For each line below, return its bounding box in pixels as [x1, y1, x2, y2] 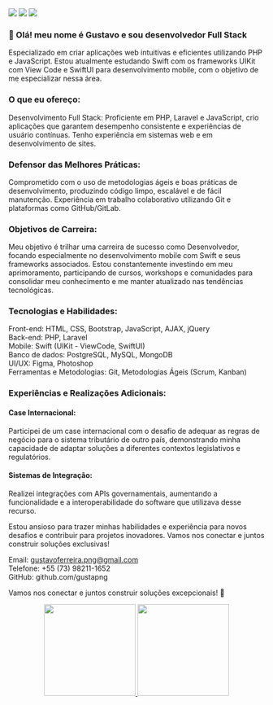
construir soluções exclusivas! [8, 539, 110, 549]
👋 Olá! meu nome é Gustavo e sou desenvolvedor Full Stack [8, 28, 248, 40]
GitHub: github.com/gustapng [8, 571, 108, 581]
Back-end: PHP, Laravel [8, 333, 88, 343]
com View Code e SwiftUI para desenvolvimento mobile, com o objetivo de [8, 65, 258, 75]
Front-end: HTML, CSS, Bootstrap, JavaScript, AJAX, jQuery [8, 324, 210, 334]
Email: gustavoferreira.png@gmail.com [8, 554, 139, 564]
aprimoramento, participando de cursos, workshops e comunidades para [8, 268, 253, 278]
